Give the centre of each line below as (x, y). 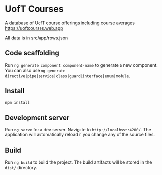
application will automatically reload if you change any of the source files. (80, 135)
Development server (37, 117)
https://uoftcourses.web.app (34, 28)
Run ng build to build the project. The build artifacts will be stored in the (79, 162)
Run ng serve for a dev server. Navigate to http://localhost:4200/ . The (78, 130)
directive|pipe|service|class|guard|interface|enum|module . (68, 76)
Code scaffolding (32, 53)
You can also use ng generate (35, 70)
